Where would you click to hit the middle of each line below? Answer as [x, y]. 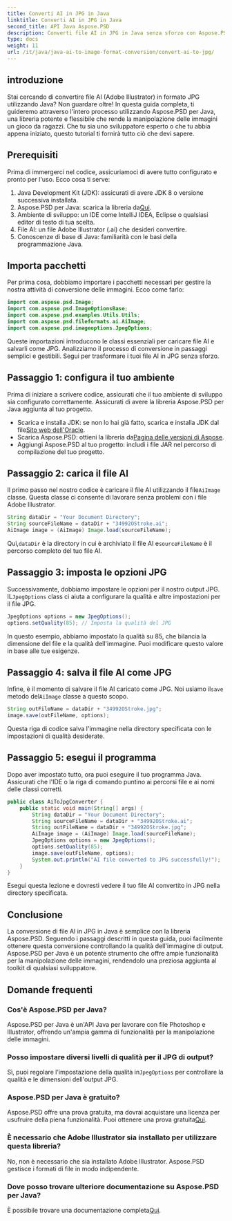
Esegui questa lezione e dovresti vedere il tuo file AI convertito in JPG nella [114, 886]
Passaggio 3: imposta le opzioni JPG [87, 572]
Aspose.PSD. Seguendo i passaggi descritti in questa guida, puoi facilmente [115, 939]
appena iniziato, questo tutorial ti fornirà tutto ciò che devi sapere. [101, 133]
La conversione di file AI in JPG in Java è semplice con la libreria [99, 931]
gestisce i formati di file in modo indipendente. [73, 1168]
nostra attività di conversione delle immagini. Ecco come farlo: [96, 290]
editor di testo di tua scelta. [56, 222]
